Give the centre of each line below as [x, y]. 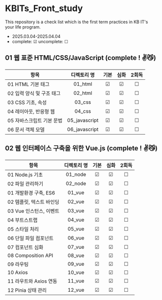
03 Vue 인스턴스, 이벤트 [33, 211]
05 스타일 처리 [23, 229]
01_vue [76, 193]
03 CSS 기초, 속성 [27, 102]
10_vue [76, 272]
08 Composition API [30, 255]
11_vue [76, 281]
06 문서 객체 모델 [26, 130]
